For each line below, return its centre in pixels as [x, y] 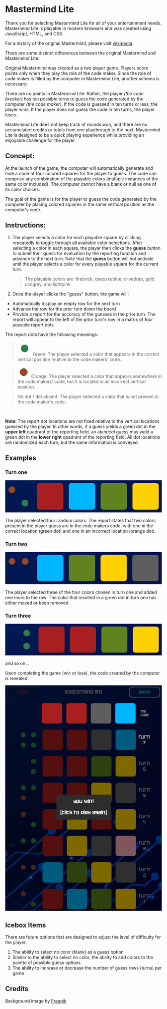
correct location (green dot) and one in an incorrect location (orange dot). [81, 531]
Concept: [20, 156]
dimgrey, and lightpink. [48, 284]
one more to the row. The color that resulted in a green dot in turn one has [81, 597]
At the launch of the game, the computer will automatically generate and [79, 168]
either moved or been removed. [38, 603]
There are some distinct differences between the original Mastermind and [81, 53]
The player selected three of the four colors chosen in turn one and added [81, 592]
